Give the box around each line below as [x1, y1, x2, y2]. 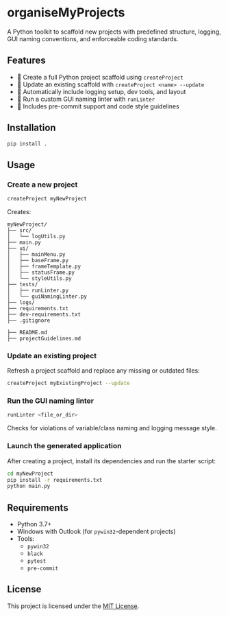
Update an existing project [7, 351, 97, 360]
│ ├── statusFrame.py [7, 269, 75, 276]
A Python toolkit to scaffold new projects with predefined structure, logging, [7, 27, 221, 36]
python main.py [7, 482, 51, 490]
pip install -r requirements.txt [7, 476, 103, 483]
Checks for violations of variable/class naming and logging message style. [7, 424, 217, 432]
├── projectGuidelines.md [7, 335, 81, 342]
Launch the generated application [7, 441, 122, 451]
